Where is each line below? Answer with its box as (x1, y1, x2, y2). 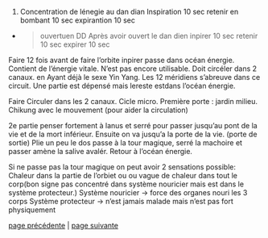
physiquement (8, 205, 56, 215)
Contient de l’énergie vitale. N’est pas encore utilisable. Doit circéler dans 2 (8, 64, 258, 73)
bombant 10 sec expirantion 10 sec (19, 15, 135, 25)
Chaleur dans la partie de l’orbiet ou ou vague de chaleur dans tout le (8, 171, 238, 180)
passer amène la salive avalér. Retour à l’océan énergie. (8, 147, 193, 156)
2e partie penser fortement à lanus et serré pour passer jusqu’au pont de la (8, 121, 258, 130)
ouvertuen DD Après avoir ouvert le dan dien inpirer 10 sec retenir (39, 31, 258, 40)
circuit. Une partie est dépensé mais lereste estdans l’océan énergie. (8, 81, 236, 90)
